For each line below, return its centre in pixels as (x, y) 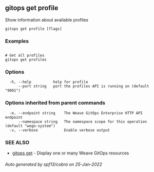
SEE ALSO (17, 142)
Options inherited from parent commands (55, 103)
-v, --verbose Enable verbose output (60, 130)
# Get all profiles (25, 56)
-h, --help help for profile (49, 82)
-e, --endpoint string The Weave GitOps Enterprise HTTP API (76, 113)
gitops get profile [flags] (34, 29)
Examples (17, 41)
